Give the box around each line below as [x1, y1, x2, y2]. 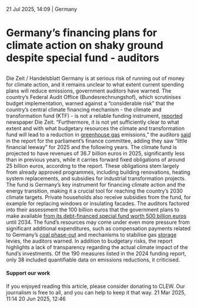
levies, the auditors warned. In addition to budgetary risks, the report [6, 237, 173, 244]
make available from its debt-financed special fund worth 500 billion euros [6, 212, 187, 219]
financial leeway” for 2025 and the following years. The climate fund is [6, 143, 178, 150]
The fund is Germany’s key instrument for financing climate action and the [6, 181, 185, 188]
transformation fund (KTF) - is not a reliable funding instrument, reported [6, 112, 183, 119]
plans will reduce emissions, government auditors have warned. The [6, 87, 172, 94]
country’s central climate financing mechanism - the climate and [6, 106, 162, 113]
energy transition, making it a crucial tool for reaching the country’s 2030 [6, 187, 183, 194]
